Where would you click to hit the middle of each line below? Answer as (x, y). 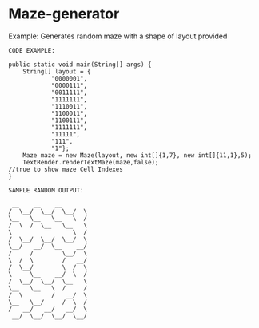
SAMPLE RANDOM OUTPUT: (46, 190)
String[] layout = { (57, 71)
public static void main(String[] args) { (80, 65)
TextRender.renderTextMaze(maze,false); (91, 162)
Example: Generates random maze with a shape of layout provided (118, 36)
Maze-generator (64, 14)
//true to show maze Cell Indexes (66, 169)
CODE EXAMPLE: (32, 50)
